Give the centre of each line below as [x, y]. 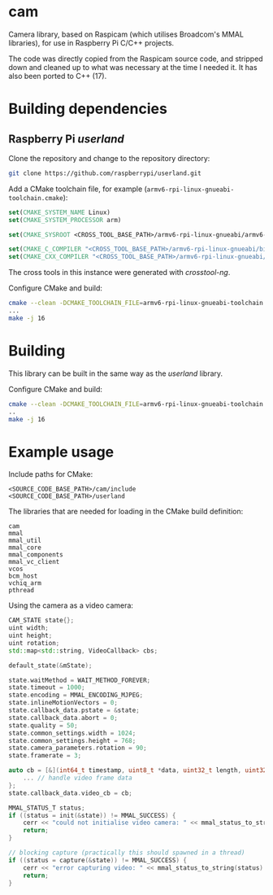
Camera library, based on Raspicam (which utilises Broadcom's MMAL [126, 34]
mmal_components [36, 555]
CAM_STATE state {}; [41, 621]
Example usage [61, 452]
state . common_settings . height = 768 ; [72, 740]
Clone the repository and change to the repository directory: [109, 158]
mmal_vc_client [34, 562]
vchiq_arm [25, 583]
